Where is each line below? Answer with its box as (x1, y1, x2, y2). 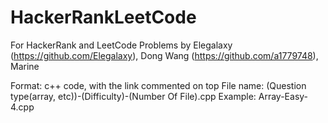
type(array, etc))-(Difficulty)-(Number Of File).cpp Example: (10, 90, 257, 102)
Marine (10, 60, 40, 72)
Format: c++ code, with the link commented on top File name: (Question (10, 79, 307, 91)
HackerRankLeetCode (10, 6, 197, 29)
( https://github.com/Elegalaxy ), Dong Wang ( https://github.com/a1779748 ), (10, 49, 319, 61)
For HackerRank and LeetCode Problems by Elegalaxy (10, 39, 233, 51)
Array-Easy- (258, 90, 309, 102)
